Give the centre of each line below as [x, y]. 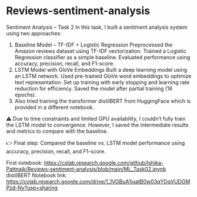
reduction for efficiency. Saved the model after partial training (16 [94, 88]
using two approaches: [34, 33]
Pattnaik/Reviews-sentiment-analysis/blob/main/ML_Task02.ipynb [86, 169]
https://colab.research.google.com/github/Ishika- [103, 162]
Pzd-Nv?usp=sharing [32, 188]
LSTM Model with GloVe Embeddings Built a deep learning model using [101, 69]
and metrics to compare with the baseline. [57, 131]
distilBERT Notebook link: [37, 175]
